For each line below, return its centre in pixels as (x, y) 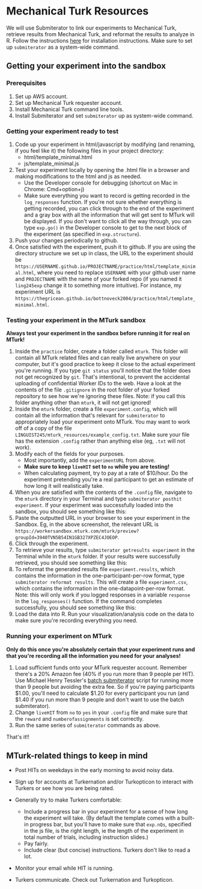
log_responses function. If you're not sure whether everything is (103, 202)
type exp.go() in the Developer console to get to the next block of (106, 227)
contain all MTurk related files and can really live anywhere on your (98, 358)
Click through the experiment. (52, 543)
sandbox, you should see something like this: (71, 511)
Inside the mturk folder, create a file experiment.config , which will (96, 409)
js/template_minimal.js (51, 163)
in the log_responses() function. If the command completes (88, 601)
